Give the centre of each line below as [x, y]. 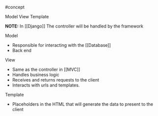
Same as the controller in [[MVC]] [46, 69]
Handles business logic [36, 75]
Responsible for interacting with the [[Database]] [62, 45]
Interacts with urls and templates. [46, 85]
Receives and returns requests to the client [56, 80]
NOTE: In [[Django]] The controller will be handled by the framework [74, 26]
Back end [22, 50]
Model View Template [27, 16]
